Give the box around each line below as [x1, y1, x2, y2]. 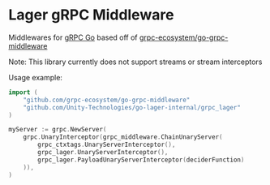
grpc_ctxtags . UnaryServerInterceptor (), [37, 140, 176, 149]
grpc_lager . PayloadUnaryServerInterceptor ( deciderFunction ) [37, 156, 245, 164]
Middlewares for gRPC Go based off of [8, 32, 138, 42]
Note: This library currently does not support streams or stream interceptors [8, 57, 263, 67]
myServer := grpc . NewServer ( [8, 126, 107, 134]
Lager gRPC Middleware [8, 6, 174, 24]
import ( [8, 88, 38, 97]
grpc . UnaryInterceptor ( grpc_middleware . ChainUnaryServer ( [23, 133, 223, 141]
